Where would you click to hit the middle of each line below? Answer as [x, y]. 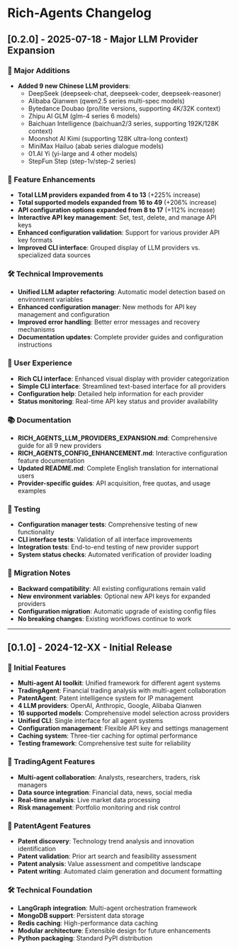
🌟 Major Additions [39, 70]
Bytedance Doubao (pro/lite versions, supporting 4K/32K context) [124, 108]
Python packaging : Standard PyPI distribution [85, 938]
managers [32, 785]
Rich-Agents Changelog [80, 13]
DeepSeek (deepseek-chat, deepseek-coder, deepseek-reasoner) [125, 93]
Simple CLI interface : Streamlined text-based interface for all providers [122, 386]
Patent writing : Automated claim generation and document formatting [120, 871]
